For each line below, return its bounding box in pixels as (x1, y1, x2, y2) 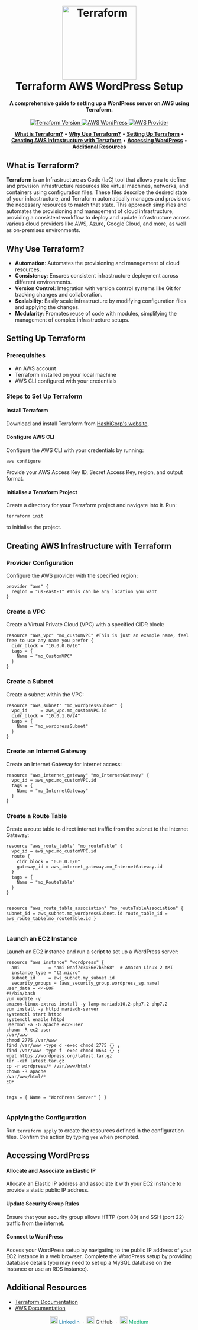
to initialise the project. (6, 524, 62, 531)
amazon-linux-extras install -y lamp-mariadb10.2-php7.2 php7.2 (6, 1001, 168, 1007)
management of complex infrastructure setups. (14, 316, 130, 323)
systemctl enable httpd (6, 1017, 65, 1023)
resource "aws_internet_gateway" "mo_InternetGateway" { (6, 772, 150, 778)
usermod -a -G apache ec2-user (6, 1022, 83, 1028)
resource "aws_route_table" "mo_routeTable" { (6, 843, 123, 849)
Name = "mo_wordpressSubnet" (17, 723, 89, 729)
